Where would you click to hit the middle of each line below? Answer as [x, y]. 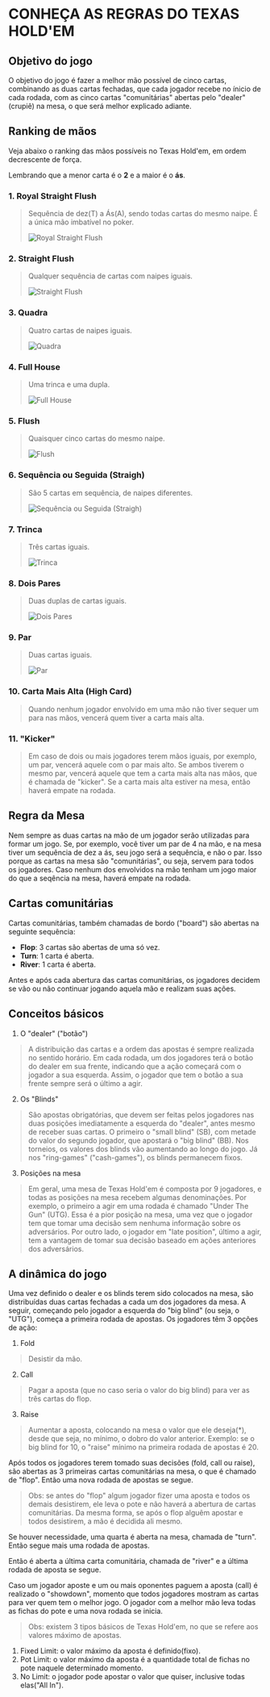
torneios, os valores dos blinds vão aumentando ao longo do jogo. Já [143, 1149]
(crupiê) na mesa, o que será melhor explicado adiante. [100, 106]
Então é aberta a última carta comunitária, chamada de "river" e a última [128, 1561]
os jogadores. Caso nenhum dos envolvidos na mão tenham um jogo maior [133, 869]
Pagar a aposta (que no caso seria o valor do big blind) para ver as [139, 1390]
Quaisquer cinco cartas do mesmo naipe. [96, 439]
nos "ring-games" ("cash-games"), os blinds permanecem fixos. [135, 1157]
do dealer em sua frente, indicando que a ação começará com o [135, 1066]
